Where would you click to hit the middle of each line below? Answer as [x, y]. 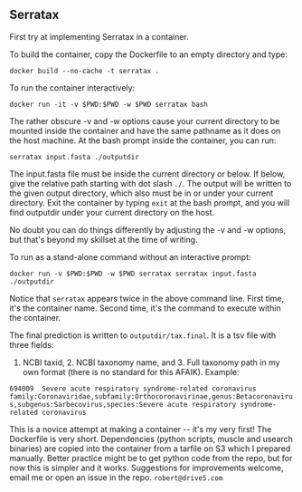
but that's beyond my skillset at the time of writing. [104, 239]
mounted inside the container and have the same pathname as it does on [145, 130]
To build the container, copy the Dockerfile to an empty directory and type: [148, 54]
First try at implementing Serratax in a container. [99, 36]
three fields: [32, 344]
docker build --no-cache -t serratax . [85, 71]
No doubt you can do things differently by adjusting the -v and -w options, [148, 229]
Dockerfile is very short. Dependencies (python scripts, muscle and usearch [151, 439]
